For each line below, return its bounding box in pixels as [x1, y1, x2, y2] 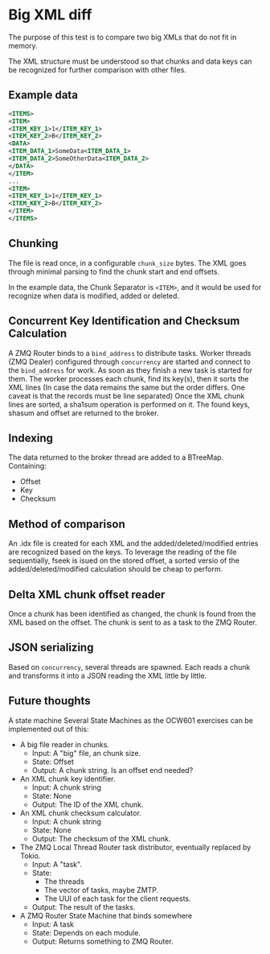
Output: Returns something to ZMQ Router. [31, 936, 174, 946]
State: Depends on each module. [31, 927, 141, 937]
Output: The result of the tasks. [31, 902, 136, 911]
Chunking [8, 237, 59, 250]
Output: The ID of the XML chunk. [31, 799, 144, 809]
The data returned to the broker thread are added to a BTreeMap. [8, 452, 224, 462]
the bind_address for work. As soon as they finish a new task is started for [8, 365, 253, 375]
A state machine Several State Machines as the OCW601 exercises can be [8, 715, 253, 725]
